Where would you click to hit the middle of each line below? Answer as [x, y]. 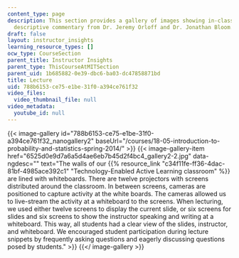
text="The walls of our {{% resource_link [101, 163]
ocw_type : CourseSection [44, 54]
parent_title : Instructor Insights [60, 60]
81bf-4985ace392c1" [38, 171]
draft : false [27, 34]
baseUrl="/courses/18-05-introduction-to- [158, 141]
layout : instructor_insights [51, 41]
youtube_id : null [39, 113]
